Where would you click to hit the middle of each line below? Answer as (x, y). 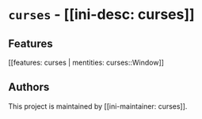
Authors (29, 87)
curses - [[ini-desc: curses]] (102, 15)
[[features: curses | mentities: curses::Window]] (86, 62)
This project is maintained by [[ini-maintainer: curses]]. (98, 106)
